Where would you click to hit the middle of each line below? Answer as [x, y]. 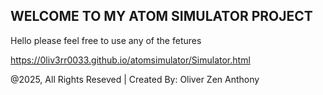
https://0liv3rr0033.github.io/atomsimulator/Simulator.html [130, 60]
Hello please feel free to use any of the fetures [106, 40]
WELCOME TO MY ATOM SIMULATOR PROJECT [161, 16]
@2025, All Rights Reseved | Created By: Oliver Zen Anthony [135, 79]
